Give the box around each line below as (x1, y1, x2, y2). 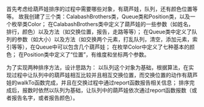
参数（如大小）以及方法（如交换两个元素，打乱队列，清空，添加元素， (16, 36, 192, 43)
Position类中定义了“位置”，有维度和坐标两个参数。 (23, 51, 150, 58)
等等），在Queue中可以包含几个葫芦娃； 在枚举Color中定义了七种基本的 (11, 43, 190, 50)
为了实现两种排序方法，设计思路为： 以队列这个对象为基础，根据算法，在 (6, 64, 189, 71)
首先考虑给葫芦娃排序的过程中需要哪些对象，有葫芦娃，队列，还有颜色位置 (6, 5, 192, 12)
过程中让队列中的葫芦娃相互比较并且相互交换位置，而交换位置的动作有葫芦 (11, 72, 198, 78)
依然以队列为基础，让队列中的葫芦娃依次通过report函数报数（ (38, 87, 192, 94)
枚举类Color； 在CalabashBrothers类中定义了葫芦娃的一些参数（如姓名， (11, 21, 194, 27)
